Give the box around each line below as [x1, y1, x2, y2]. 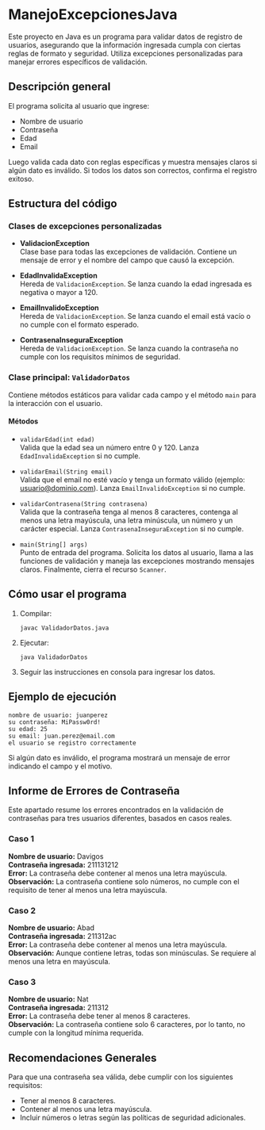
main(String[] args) [19, 541, 88, 549]
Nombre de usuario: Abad [8, 922, 95, 933]
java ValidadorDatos [19, 653, 88, 661]
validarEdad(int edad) [19, 435, 95, 443]
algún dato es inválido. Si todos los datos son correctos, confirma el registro [8, 165, 258, 175]
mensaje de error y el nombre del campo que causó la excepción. [19, 255, 235, 265]
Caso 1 [8, 833, 34, 845]
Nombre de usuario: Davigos [8, 851, 104, 861]
